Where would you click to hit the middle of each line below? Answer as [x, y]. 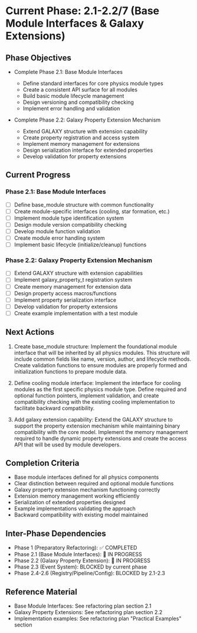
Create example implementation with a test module [76, 313]
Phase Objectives [38, 58]
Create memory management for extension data [72, 286]
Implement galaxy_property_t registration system [73, 280]
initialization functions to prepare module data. [70, 371]
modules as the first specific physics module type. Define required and [100, 389]
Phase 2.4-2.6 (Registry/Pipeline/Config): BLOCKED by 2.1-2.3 [90, 573]
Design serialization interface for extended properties [88, 150]
